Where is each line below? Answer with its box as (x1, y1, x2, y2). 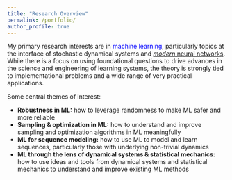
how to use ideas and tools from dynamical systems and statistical (17, 158, 208, 166)
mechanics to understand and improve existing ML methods (17, 165, 190, 174)
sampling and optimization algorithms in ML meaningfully (17, 128, 181, 136)
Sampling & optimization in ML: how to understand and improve (17, 121, 202, 129)
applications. (7, 79, 44, 88)
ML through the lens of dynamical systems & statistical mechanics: (17, 150, 215, 158)
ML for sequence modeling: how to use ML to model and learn (17, 136, 198, 144)
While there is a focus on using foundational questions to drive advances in (7, 57, 222, 65)
